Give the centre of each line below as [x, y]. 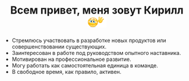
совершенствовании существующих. [59, 46]
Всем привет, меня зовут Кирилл [97, 10]
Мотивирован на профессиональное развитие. [72, 59]
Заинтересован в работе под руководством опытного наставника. [96, 53]
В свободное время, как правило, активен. [67, 72]
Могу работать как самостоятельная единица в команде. [85, 65]
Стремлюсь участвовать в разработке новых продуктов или [89, 40]
